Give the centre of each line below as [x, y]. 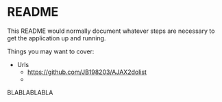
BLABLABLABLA [30, 92]
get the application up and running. [57, 38]
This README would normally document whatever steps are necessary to [111, 31]
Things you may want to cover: [51, 51]
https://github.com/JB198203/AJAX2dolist [87, 72]
